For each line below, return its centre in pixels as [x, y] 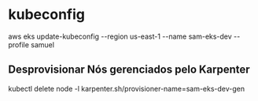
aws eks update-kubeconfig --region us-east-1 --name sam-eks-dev [120, 36]
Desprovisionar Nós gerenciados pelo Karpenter [129, 70]
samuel [43, 44]
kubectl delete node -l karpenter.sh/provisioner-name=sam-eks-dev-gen [127, 88]
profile [19, 44]
